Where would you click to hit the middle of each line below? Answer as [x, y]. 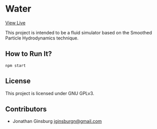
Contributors [26, 109]
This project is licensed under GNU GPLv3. [50, 93]
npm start [16, 66]
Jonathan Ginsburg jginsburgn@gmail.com [57, 121]
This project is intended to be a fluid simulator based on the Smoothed [79, 32]
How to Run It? [29, 54]
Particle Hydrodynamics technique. [42, 38]
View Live [15, 23]
